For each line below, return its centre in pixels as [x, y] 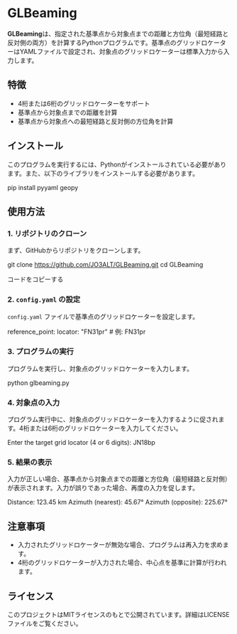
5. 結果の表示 [30, 463]
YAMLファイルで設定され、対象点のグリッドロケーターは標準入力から [121, 51]
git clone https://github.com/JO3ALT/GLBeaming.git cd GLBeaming [105, 265]
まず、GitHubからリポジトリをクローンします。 [76, 250]
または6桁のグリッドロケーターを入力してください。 [106, 428]
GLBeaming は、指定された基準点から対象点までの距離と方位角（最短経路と [118, 33]
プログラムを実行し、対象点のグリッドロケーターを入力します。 [100, 369]
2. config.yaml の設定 [44, 300]
